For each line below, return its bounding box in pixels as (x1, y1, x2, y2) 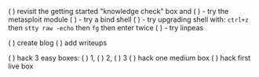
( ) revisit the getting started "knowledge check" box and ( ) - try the (8, 7, 229, 16)
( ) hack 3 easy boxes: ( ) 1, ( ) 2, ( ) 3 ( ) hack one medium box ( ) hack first (8, 54, 251, 62)
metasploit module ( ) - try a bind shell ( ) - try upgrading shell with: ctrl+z (8, 15, 249, 24)
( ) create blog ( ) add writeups (8, 38, 108, 47)
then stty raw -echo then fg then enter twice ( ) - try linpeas (8, 23, 204, 32)
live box (8, 61, 34, 71)
